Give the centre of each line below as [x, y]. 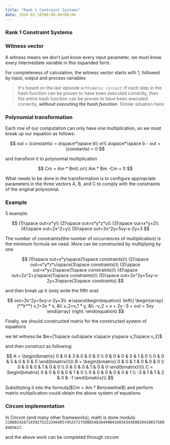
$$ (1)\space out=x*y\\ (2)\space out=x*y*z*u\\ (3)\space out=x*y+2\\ [85, 223]
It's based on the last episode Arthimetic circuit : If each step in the [90, 87]
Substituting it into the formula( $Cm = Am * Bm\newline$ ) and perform [79, 388]
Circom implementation [35, 406]
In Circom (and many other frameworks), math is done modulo [70, 417]
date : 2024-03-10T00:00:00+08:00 [41, 15]
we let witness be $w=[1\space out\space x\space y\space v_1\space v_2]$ [84, 337]
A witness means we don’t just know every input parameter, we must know [83, 57]
